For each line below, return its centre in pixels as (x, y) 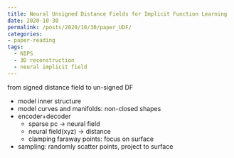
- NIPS (23, 54)
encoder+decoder (44, 116)
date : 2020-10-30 (33, 21)
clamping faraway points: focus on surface (91, 139)
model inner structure (49, 101)
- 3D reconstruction (44, 60)
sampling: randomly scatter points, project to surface (95, 146)
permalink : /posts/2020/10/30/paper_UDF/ (70, 27)
